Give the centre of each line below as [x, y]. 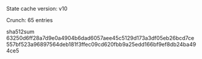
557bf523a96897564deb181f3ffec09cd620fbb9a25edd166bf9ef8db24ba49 [101, 44]
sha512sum [20, 32]
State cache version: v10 [37, 9]
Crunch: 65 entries [30, 20]
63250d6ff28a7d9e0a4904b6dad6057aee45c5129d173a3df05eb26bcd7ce [100, 38]
